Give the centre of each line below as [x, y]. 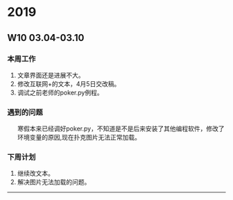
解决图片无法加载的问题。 [54, 182]
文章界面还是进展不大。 [51, 75]
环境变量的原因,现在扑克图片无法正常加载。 [79, 137]
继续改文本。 [35, 174]
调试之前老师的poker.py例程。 [60, 92]
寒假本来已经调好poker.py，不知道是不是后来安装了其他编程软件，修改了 [121, 128]
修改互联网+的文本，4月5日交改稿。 [69, 83]
